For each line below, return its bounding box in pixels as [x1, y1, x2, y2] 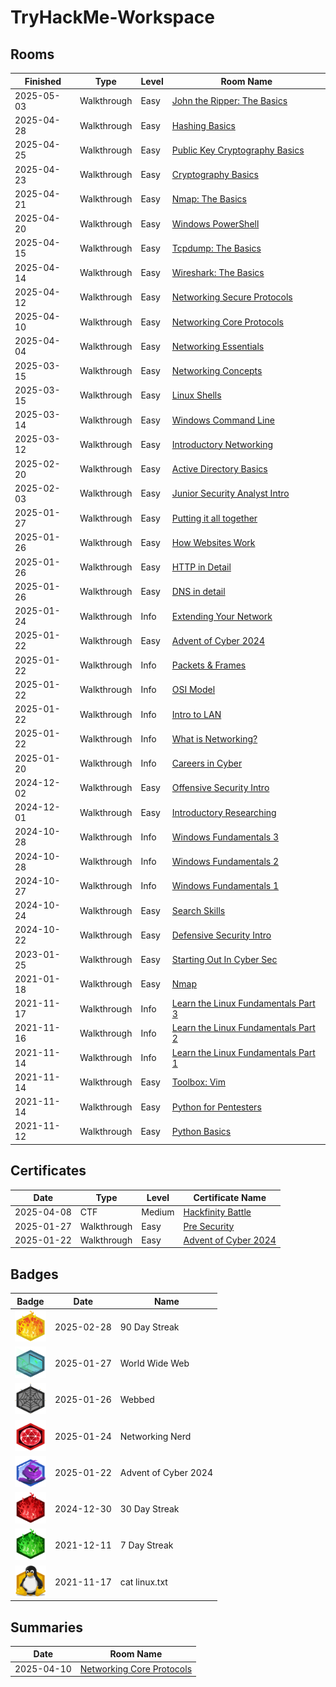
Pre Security [183, 1220, 235, 1232]
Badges [10, 1266, 59, 1283]
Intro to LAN [171, 708, 222, 720]
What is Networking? [171, 732, 258, 745]
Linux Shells [171, 389, 222, 401]
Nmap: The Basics [171, 193, 247, 205]
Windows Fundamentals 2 [171, 856, 280, 867]
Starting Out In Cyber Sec [171, 954, 278, 965]
